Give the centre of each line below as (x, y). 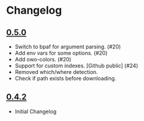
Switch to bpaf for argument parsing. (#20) (68, 46)
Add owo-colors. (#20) (43, 59)
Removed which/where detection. (56, 72)
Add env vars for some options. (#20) (61, 53)
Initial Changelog (36, 111)
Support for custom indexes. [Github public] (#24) (76, 66)
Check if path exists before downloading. (65, 78)
